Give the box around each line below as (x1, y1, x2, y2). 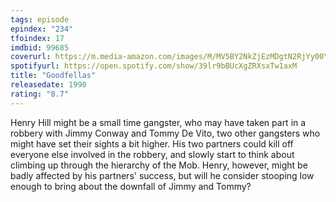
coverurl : (10, 52, 52, 62)
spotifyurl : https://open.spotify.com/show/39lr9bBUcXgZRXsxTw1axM (10, 61, 298, 71)
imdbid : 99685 (10, 42, 70, 53)
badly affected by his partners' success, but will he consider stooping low (10, 169, 315, 181)
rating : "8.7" (10, 89, 70, 99)
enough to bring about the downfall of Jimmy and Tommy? (10, 180, 252, 192)
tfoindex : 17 (10, 33, 65, 43)
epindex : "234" (10, 24, 74, 34)
